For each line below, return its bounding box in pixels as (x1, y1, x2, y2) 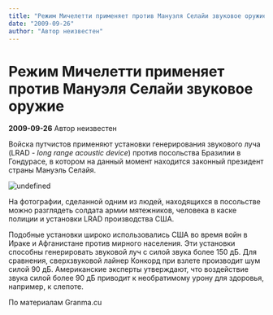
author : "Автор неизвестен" (8, 27, 104, 35)
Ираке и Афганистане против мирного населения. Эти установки (8, 238, 236, 248)
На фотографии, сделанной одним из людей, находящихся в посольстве (8, 197, 262, 207)
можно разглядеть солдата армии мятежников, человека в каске (8, 205, 237, 216)
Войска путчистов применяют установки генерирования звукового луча (8, 139, 262, 149)
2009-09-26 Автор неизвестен (8, 124, 118, 133)
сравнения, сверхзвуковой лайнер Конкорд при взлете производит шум (8, 256, 261, 265)
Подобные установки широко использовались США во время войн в (8, 230, 248, 240)
